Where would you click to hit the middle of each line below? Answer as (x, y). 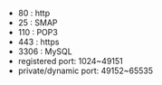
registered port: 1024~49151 (71, 61)
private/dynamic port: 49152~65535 (86, 71)
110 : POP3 (38, 32)
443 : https (38, 42)
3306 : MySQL (45, 52)
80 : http (34, 13)
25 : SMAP (38, 23)
